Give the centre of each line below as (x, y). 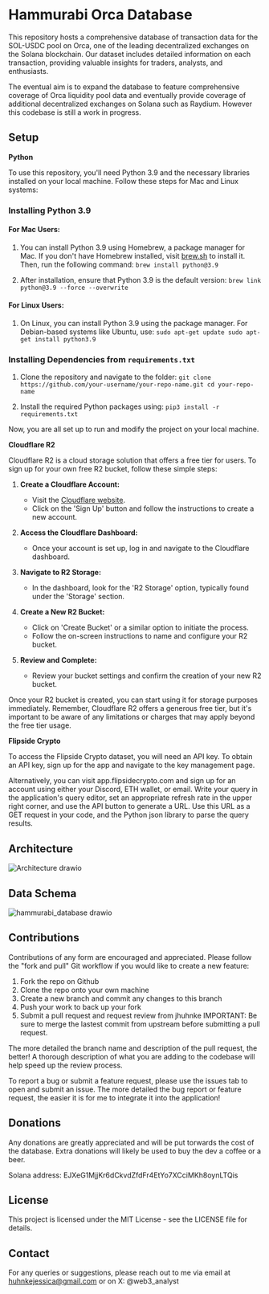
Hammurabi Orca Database (100, 15)
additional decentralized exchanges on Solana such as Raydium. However (130, 104)
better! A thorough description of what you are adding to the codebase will (132, 1056)
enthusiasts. (29, 71)
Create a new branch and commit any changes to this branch (121, 998)
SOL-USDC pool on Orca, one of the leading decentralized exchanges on (129, 45)
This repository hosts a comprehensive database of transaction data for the (133, 37)
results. (21, 823)
